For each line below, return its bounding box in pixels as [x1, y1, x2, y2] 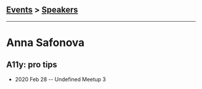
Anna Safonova [6, 36, 85, 49]
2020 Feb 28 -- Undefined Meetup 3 [14, 75, 106, 83]
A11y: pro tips [6, 60, 58, 70]
